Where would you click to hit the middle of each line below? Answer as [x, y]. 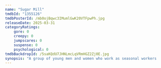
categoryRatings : [22, 27]
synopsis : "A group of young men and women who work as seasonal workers [81, 58]
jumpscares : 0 [28, 41]
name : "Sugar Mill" [25, 9]
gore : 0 [21, 32]
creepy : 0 [24, 36]
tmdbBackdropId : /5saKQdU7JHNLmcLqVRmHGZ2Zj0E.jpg [57, 54]
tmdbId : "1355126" [23, 14]
